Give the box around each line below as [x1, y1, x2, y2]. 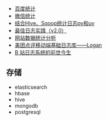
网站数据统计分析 [14, 34, 56, 41]
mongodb [14, 102, 38, 109]
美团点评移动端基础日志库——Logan [14, 42, 102, 49]
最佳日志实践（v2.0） [14, 27, 67, 34]
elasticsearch [14, 84, 48, 91]
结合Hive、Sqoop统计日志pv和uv [14, 20, 95, 26]
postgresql [14, 108, 41, 115]
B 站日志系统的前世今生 [14, 49, 72, 56]
